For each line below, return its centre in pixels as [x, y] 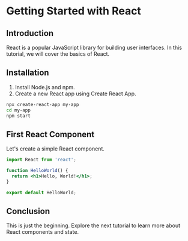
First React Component [50, 134]
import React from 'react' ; [41, 160]
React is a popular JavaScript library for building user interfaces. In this [94, 47]
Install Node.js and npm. [45, 87]
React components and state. [43, 232]
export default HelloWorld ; [41, 192]
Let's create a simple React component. [56, 149]
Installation [28, 73]
